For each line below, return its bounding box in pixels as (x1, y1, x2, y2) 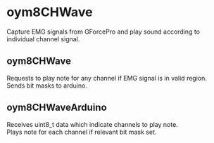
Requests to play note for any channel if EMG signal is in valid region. (6, 74, 207, 82)
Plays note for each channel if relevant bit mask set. (6, 128, 157, 136)
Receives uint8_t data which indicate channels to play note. (6, 120, 179, 128)
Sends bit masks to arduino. (6, 81, 87, 90)
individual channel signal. (6, 34, 80, 43)
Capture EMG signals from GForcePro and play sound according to (6, 27, 200, 36)
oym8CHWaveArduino (6, 102, 107, 114)
